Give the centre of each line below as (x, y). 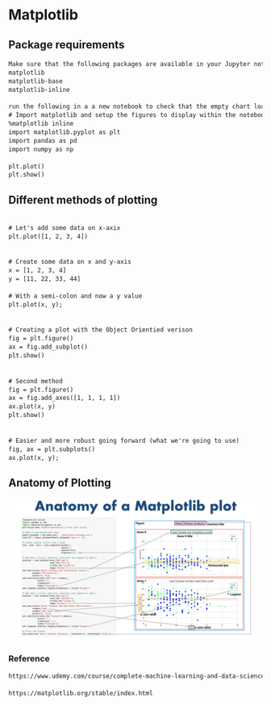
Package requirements (67, 45)
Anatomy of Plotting (60, 483)
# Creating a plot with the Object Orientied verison (101, 330)
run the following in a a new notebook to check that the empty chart (129, 106)
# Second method (35, 381)
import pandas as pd (43, 140)
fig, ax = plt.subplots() (52, 449)
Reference (29, 658)
